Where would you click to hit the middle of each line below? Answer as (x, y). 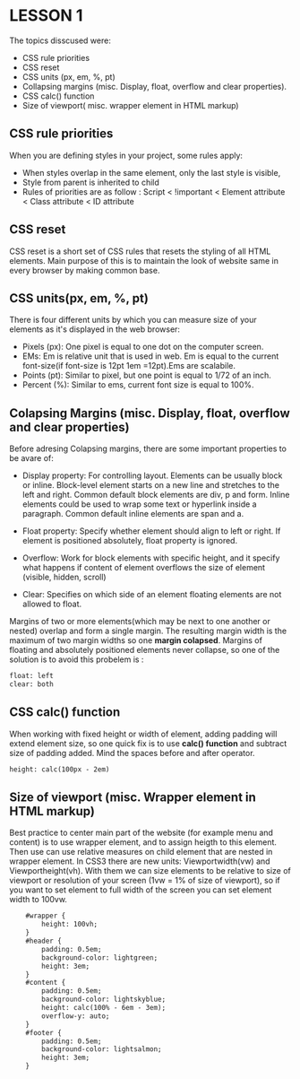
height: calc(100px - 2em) (60, 769)
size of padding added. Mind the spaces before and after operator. (132, 753)
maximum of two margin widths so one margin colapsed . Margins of (136, 640)
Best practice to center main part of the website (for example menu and (141, 833)
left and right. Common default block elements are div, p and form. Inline (156, 495)
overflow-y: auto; (76, 1016)
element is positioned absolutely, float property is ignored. (130, 541)
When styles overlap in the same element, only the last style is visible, (151, 172)
